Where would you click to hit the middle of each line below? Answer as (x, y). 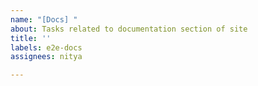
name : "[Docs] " (44, 19)
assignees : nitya (46, 57)
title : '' (31, 38)
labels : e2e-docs (46, 47)
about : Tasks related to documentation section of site (129, 29)
